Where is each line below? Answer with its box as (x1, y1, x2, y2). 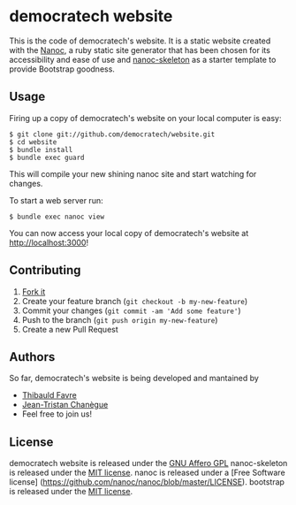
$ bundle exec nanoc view (9, 212, 104, 221)
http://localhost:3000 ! (9, 237, 89, 248)
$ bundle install (9, 145, 73, 154)
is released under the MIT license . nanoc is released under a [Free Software (9, 467, 285, 478)
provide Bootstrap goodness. (9, 64, 115, 74)
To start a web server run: (9, 195, 103, 205)
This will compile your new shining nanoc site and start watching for (9, 168, 257, 179)
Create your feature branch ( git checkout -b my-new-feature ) (21, 295, 248, 306)
